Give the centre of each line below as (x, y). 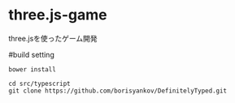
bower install (33, 69)
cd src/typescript (39, 84)
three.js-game (58, 15)
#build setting (31, 54)
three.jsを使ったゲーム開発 (53, 38)
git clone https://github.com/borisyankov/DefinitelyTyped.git (118, 91)
